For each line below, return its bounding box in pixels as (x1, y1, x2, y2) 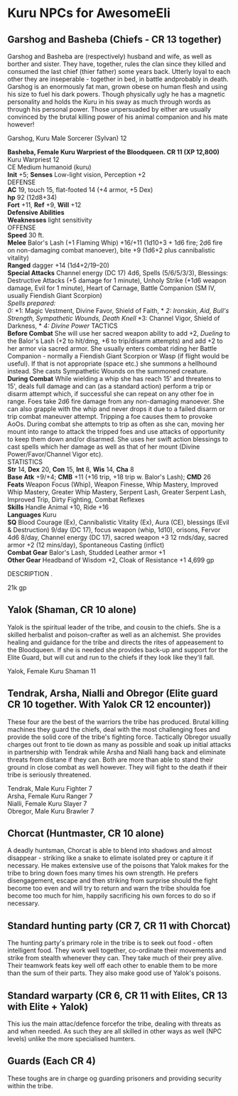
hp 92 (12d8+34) (7, 193, 58, 201)
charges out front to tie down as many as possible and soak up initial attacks (7, 740, 232, 748)
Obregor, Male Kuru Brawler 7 (7, 807, 94, 815)
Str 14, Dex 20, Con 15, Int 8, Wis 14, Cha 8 (7, 465, 134, 474)
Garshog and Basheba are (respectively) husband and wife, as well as (7, 52, 212, 60)
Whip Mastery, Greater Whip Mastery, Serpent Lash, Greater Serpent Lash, (7, 488, 227, 496)
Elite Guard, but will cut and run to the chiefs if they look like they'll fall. (7, 653, 215, 661)
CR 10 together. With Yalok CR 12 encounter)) (7, 698, 211, 711)
